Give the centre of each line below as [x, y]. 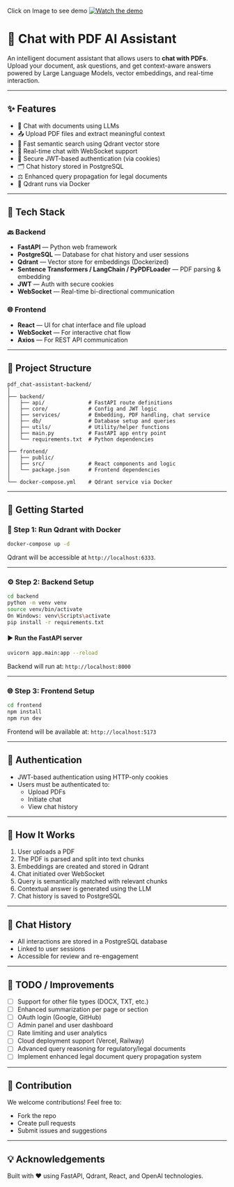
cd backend [23, 596]
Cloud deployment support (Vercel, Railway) [81, 1041]
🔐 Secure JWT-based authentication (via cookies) [88, 158]
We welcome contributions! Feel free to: [64, 1103]
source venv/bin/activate [45, 610]
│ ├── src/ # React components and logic [92, 464]
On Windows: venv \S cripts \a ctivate [59, 616]
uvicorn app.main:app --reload [53, 653]
